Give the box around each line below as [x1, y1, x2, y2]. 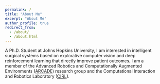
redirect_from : [5, 25, 36, 30]
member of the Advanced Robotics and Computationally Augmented [5, 63, 142, 68]
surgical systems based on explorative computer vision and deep [5, 52, 136, 58]
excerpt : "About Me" [5, 16, 47, 21]
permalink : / [5, 7, 32, 12]
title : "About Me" [5, 12, 42, 17]
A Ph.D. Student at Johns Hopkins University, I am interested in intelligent [5, 47, 152, 53]
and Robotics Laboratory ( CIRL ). [5, 73, 70, 79]
